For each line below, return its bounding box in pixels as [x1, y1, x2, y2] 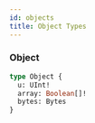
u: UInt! [17, 80, 51, 90]
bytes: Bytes [17, 97, 67, 107]
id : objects [9, 13, 54, 23]
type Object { [9, 71, 63, 81]
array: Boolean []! [17, 89, 88, 98]
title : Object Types [9, 22, 88, 31]
